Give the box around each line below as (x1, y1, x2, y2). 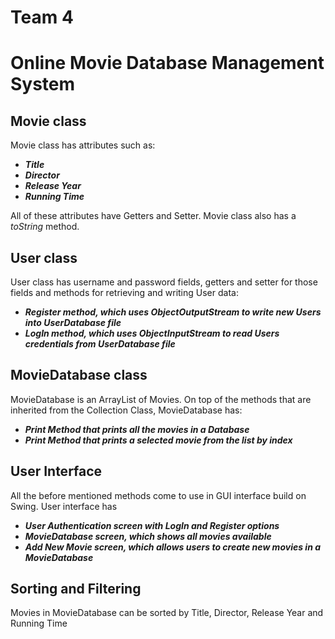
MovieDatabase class (10, 367, 148, 384)
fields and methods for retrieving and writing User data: (10, 287, 239, 298)
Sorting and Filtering (10, 581, 142, 598)
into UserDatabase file (24, 317, 122, 328)
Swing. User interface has (10, 500, 118, 512)
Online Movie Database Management (10, 52, 325, 75)
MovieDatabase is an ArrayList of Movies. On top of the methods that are (10, 393, 312, 405)
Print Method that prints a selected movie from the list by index (24, 434, 293, 446)
